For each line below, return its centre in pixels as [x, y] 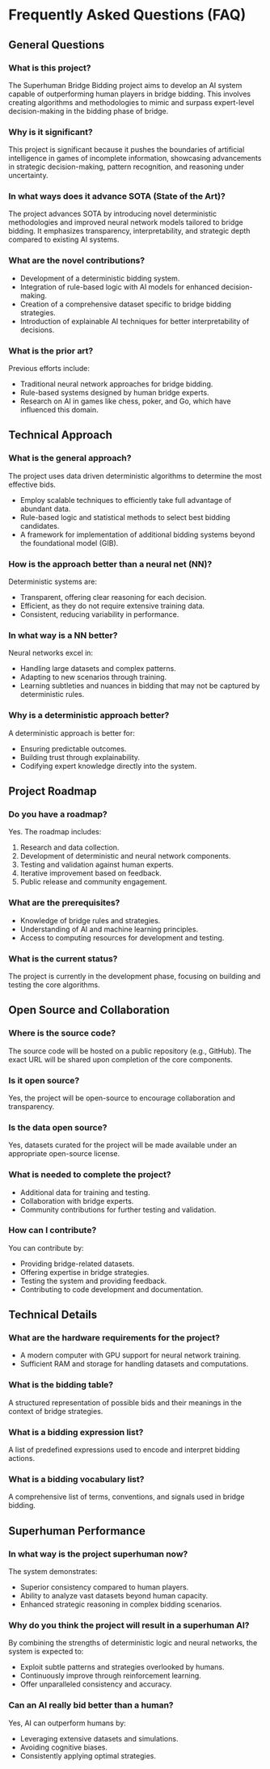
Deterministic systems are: [53, 582]
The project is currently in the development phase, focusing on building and [135, 976]
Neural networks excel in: [51, 653]
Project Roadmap [53, 791]
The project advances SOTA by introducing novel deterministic [112, 214]
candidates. [40, 526]
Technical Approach [61, 435]
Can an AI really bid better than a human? [91, 1705]
